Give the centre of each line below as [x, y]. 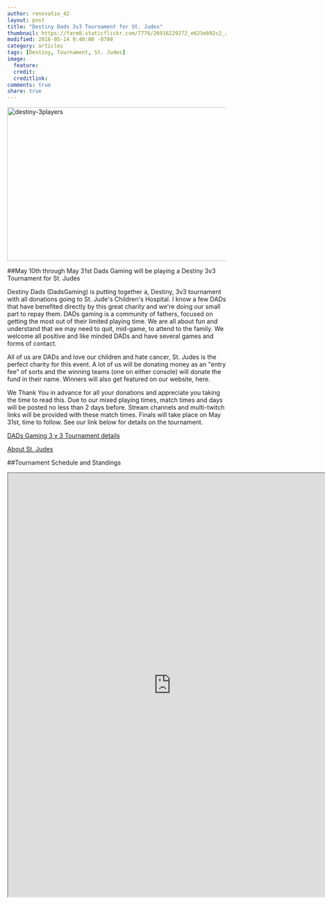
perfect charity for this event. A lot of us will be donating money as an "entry [117, 364]
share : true [24, 91]
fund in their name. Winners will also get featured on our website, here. [109, 379]
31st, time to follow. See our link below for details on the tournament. [105, 422]
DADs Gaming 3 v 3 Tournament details [64, 436]
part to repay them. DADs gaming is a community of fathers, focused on [110, 314]
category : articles [35, 46]
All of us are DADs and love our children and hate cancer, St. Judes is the [112, 357]
